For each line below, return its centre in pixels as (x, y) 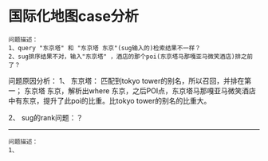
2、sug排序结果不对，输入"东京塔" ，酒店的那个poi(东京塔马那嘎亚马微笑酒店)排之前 (131, 57)
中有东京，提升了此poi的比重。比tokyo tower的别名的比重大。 (110, 100)
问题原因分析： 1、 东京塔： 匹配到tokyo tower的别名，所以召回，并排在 (126, 80)
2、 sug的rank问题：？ (46, 117)
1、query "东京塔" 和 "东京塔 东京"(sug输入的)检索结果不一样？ (104, 48)
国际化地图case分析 (74, 16)
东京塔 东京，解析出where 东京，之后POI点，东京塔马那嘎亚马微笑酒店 (140, 90)
